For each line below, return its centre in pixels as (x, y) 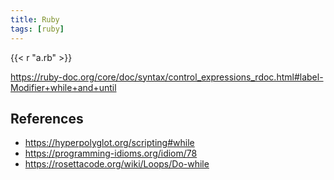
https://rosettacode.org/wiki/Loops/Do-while (117, 164)
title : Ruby (35, 19)
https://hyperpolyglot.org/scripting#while (109, 143)
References (47, 118)
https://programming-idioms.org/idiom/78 (111, 153)
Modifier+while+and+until (63, 87)
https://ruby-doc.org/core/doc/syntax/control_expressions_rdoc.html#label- (167, 77)
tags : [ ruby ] (37, 29)
